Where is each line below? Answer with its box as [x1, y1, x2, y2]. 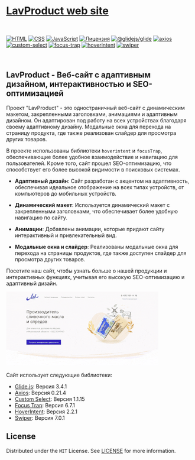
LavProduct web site [6, 4, 109, 18]
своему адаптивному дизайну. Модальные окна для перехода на [6, 123, 171, 130]
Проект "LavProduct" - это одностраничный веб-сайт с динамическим [6, 104, 185, 111]
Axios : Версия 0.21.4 [14, 389, 66, 396]
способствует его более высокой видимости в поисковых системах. [6, 166, 180, 173]
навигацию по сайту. [14, 214, 68, 221]
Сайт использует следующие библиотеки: [6, 371, 112, 378]
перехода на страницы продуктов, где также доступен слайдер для [14, 250, 187, 257]
